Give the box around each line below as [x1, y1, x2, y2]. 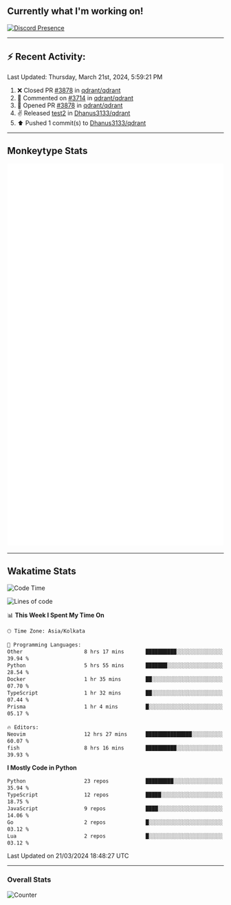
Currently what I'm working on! [7, 6, 144, 17]
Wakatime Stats [7, 565, 77, 577]
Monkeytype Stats [7, 145, 88, 157]
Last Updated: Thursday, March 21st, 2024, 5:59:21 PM [7, 72, 163, 81]
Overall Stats [7, 875, 52, 884]
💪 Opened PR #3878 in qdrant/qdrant [16, 101, 123, 109]
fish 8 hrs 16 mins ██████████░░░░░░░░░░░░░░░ [7, 744, 223, 752]
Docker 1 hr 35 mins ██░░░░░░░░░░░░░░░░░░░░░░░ [7, 675, 223, 683]
